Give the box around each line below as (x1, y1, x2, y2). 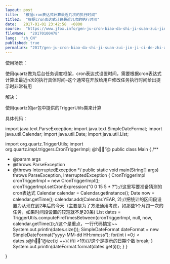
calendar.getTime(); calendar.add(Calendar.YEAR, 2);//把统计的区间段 (12, 196, 158, 202)
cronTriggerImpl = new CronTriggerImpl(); (12, 177, 100, 183)
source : (5, 26, 22, 31)
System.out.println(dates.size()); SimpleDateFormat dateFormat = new (12, 226, 159, 232)
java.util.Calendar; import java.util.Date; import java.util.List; (5, 131, 129, 137)
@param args (12, 156, 41, 162)
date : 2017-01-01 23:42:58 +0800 (5, 21, 82, 27)
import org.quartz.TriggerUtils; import (5, 140, 83, 147)
